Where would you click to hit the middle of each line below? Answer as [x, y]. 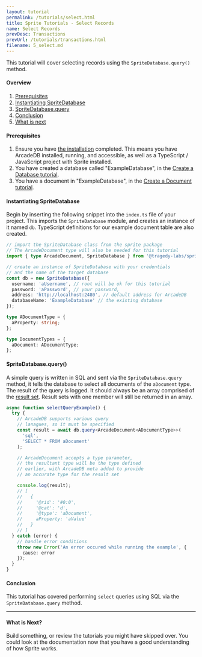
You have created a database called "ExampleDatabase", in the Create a [104, 168]
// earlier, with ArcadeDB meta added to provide [81, 469]
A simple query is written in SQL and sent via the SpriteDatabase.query [94, 377]
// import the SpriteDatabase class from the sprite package [84, 245]
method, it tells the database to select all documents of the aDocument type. [99, 384]
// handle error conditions [52, 541]
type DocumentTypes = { [36, 339]
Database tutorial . [37, 175]
